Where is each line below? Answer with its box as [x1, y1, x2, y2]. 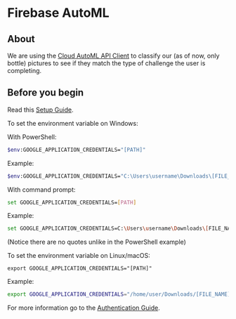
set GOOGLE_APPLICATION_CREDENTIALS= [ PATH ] [7, 199, 137, 206]
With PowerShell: [7, 132, 57, 141]
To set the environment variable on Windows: [7, 119, 138, 127]
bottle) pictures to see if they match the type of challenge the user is [7, 59, 206, 67]
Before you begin [7, 86, 84, 99]
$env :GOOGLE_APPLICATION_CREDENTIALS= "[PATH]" [7, 146, 146, 153]
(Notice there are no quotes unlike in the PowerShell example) [7, 237, 186, 247]
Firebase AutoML [7, 5, 110, 21]
